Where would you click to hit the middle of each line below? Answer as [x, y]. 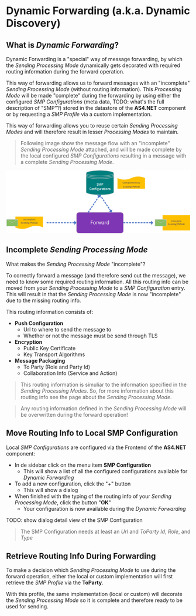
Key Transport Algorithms [54, 354]
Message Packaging [40, 360]
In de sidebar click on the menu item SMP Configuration [82, 465]
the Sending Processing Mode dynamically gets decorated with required [93, 65]
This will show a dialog [51, 490]
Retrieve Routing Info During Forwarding [81, 556]
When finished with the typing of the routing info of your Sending [93, 496]
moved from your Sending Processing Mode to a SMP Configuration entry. [96, 288]
